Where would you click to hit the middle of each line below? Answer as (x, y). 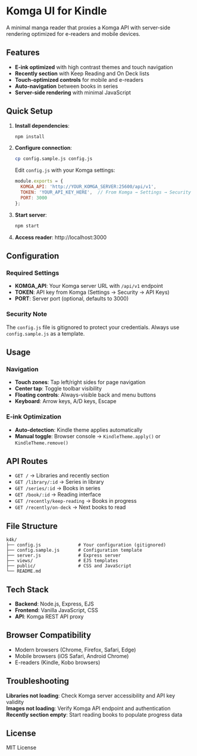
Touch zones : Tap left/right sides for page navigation (80, 382)
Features (23, 53)
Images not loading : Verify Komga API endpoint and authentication (88, 708)
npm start (27, 226)
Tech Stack (27, 589)
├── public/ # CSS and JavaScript (69, 566)
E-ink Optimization (34, 417)
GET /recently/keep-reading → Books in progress (76, 501)
